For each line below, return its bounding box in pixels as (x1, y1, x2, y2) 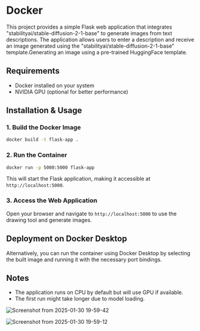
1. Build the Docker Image (6, 123, 81, 132)
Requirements (6, 66, 60, 76)
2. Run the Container (6, 151, 67, 159)
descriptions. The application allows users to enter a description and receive (6, 36, 195, 43)
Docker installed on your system (14, 82, 94, 89)
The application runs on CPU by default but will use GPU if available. (14, 289, 183, 296)
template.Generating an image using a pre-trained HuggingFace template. (6, 48, 188, 55)
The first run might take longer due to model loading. (14, 295, 145, 302)
